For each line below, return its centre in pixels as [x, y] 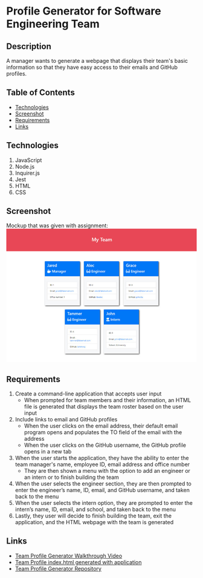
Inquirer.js [27, 173]
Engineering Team [53, 24]
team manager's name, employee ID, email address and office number [102, 464]
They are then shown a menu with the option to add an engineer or [107, 471]
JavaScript [28, 160]
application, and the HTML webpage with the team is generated [94, 522]
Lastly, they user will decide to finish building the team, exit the [93, 516]
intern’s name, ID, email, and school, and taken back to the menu [95, 510]
